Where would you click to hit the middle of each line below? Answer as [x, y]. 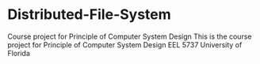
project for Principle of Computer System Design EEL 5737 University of [125, 44]
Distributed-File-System [89, 15]
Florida [19, 53]
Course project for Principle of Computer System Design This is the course [130, 36]
